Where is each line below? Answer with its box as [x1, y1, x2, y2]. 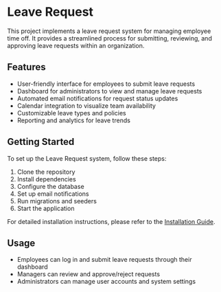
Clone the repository [16, 168, 75, 176]
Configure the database [16, 182, 84, 190]
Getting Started [7, 136, 75, 148]
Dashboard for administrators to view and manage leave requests [16, 87, 202, 95]
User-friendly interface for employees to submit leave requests [16, 80, 196, 88]
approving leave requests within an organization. [7, 41, 145, 49]
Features [7, 61, 46, 73]
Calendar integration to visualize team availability [16, 101, 156, 110]
